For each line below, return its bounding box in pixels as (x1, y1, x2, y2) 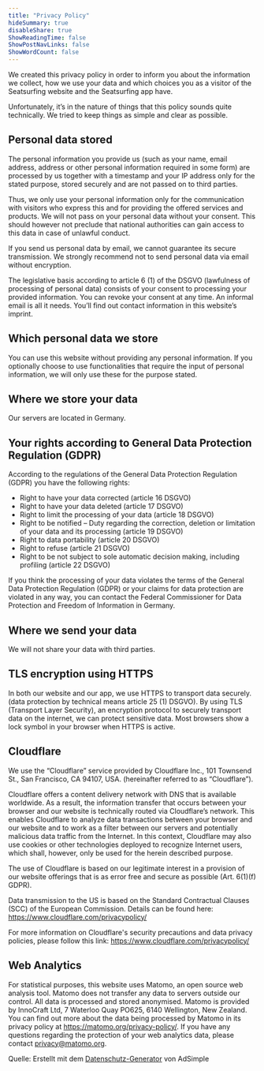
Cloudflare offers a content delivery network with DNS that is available (8, 789, 236, 799)
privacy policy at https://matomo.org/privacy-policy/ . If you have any (8, 1021, 231, 1031)
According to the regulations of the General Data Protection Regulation (8, 470, 238, 479)
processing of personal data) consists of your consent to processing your (8, 283, 247, 293)
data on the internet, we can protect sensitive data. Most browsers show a (8, 713, 250, 723)
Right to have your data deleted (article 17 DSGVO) (19, 502, 184, 511)
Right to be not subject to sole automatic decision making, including (19, 552, 240, 561)
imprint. (8, 309, 33, 318)
